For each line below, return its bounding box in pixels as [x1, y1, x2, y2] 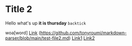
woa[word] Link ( [5, 29, 41, 35]
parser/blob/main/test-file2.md [5, 35, 70, 41]
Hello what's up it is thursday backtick [5, 20, 86, 26]
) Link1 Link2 [69, 35, 95, 41]
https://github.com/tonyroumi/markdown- [40, 29, 127, 35]
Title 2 [5, 3, 33, 15]
